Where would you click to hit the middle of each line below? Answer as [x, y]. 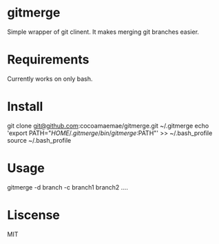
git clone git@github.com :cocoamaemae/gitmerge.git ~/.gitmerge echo [108, 125]
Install [25, 106]
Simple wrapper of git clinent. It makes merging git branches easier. [103, 32]
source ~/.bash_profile [39, 140]
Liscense [34, 215]
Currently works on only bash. [50, 79]
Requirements [48, 60]
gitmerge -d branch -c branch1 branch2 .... [68, 187]
